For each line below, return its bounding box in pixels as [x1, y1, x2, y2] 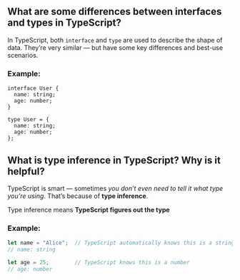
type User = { [7, 116, 50, 123]
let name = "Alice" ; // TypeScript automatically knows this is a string [7, 239, 235, 247]
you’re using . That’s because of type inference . [7, 192, 149, 200]
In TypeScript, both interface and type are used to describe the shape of [7, 36, 223, 44]
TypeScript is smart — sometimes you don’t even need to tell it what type [7, 184, 224, 192]
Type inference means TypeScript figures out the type [7, 205, 170, 214]
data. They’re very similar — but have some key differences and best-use [7, 43, 224, 52]
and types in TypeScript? [7, 17, 121, 29]
